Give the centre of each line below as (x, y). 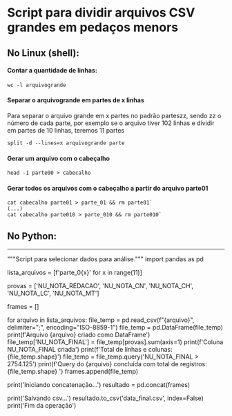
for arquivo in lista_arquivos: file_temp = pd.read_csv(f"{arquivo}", (101, 320)
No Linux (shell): (43, 53)
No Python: (32, 236)
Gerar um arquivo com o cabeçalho (59, 158)
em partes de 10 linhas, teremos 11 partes (66, 130)
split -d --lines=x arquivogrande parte (66, 143)
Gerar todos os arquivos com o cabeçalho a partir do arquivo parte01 (108, 188)
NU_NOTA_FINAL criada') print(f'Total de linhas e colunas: (90, 350)
